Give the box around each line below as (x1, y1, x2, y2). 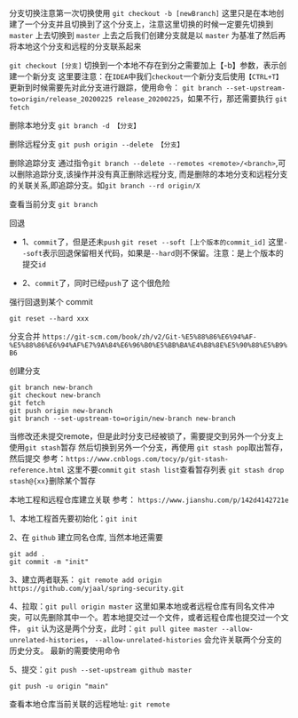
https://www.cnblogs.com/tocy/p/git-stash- (65, 455, 229, 464)
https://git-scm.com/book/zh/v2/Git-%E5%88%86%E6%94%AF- (42, 332, 257, 341)
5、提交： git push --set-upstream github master (9, 665, 192, 674)
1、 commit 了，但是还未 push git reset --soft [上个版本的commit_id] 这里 (21, 236, 284, 247)
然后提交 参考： (9, 453, 67, 464)
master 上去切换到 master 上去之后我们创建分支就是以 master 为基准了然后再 (9, 30, 286, 40)
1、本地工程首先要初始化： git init (9, 514, 137, 523)
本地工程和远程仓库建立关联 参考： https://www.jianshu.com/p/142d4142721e (9, 494, 289, 505)
